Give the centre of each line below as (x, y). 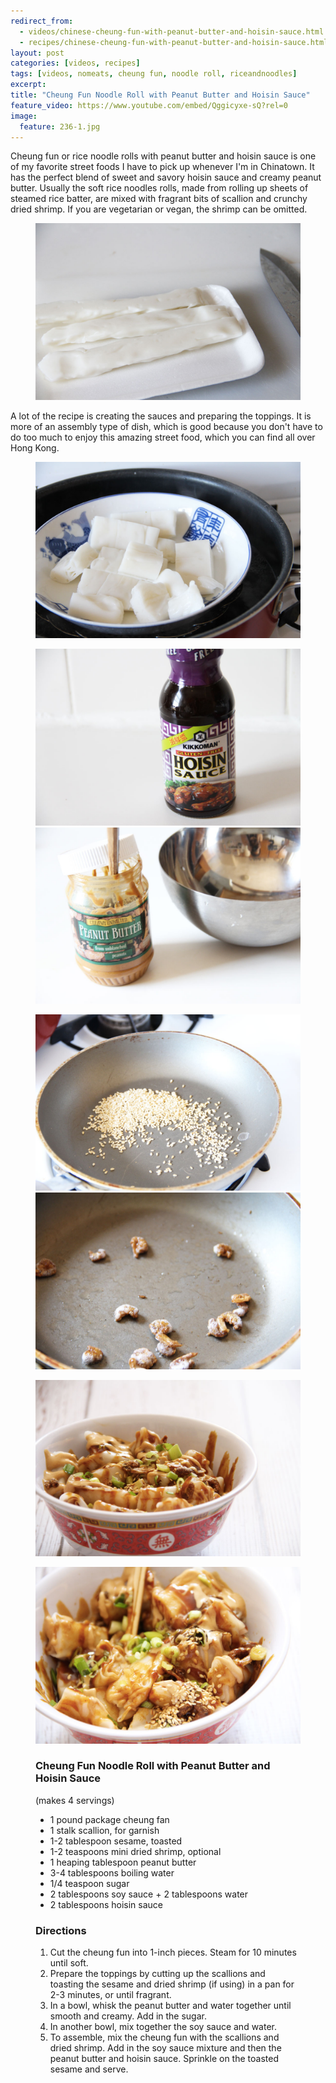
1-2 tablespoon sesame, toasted (116, 1841)
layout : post (37, 53)
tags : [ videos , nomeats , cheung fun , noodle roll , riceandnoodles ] (154, 74)
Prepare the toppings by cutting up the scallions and (157, 1974)
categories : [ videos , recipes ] (75, 63)
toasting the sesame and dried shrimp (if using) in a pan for (172, 1984)
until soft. (69, 1963)
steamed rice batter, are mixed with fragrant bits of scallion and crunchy (159, 199)
